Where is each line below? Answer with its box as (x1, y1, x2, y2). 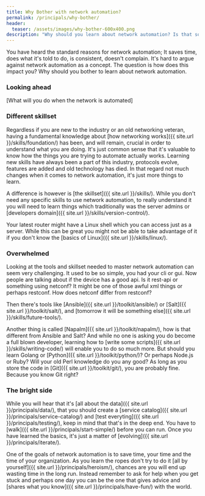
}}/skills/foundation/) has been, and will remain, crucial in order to (6, 138, 171, 146)
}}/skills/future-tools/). (6, 314, 63, 321)
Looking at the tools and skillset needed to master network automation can (6, 263, 194, 270)
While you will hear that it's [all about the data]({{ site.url (6, 400, 148, 408)
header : (6, 20, 26, 26)
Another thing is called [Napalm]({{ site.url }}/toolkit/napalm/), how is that (6, 326, 191, 333)
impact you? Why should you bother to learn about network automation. (6, 68, 187, 75)
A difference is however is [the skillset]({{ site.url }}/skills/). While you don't (6, 190, 196, 197)
